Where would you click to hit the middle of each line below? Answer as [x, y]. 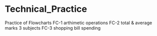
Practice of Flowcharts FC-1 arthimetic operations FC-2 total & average [78, 23]
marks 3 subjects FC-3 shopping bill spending [53, 28]
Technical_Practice [46, 9]
